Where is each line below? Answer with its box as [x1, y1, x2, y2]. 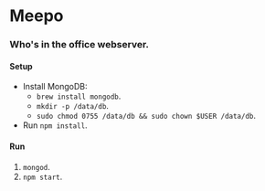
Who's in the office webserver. [9, 38, 149, 51]
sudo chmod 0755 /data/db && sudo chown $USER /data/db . [36, 111, 257, 122]
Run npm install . [22, 120, 89, 131]
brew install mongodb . [36, 90, 122, 101]
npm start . [22, 171, 63, 182]
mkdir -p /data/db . [36, 101, 110, 111]
